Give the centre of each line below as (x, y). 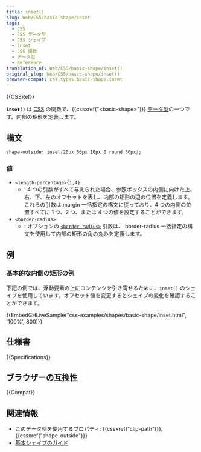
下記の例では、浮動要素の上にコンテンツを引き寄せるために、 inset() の (96, 288)
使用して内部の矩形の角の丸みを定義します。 (90, 234)
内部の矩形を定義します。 (48, 117)
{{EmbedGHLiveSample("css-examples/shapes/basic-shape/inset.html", (97, 315)
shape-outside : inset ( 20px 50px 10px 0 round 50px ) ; (74, 152)
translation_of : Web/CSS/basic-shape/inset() (64, 68)
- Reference (27, 62)
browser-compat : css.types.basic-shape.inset (64, 79)
